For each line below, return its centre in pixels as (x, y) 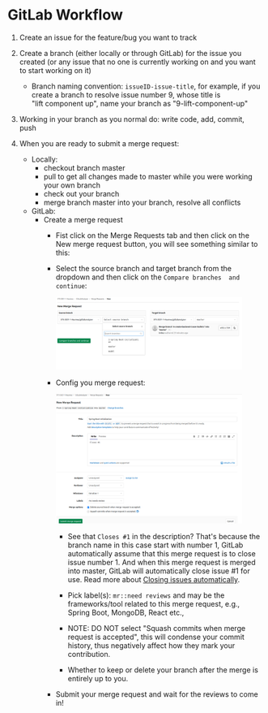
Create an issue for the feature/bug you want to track (108, 37)
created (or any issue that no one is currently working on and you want (137, 62)
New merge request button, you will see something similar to (157, 244)
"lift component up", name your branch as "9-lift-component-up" (140, 103)
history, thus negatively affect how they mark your (151, 646)
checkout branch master (84, 167)
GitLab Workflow (65, 15)
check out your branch (81, 193)
